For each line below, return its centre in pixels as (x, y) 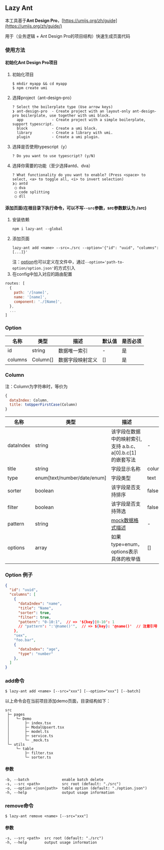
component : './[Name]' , (38, 302)
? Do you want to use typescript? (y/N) (54, 156)
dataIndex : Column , (29, 400)
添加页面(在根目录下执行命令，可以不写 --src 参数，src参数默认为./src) (76, 208)
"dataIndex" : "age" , (39, 649)
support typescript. (33, 124)
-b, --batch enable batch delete (54, 779)
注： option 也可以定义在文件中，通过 (49, 262)
